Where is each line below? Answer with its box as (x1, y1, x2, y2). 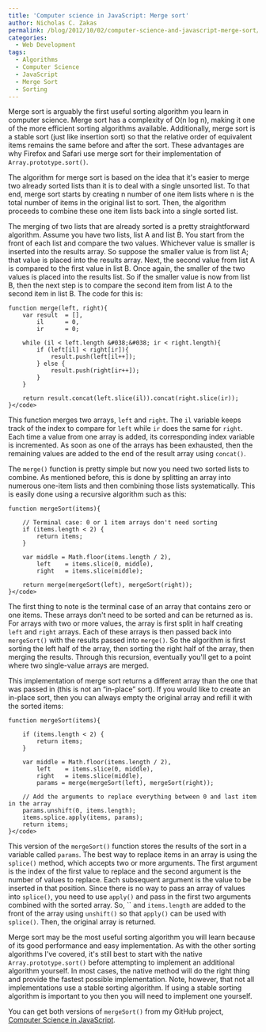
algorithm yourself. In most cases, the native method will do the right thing (8, 966, 251, 976)
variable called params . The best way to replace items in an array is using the (8, 850, 257, 859)
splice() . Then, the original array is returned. (8, 917, 156, 927)
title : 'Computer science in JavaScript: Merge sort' (8, 11, 190, 20)
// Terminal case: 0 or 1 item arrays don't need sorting (22, 519, 218, 527)
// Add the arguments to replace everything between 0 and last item (22, 793, 257, 801)
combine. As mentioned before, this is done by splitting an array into (8, 473, 231, 482)
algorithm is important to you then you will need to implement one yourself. (8, 992, 253, 1001)
